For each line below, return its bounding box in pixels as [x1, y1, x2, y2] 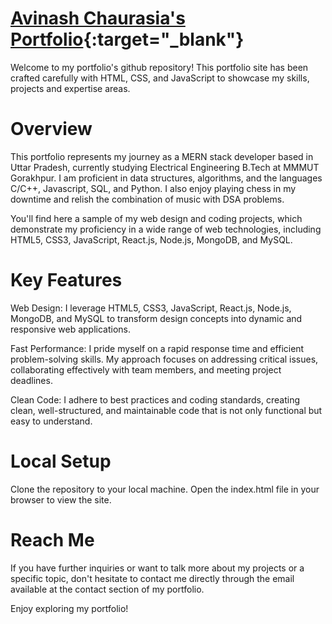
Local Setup [10, 450, 112, 472]
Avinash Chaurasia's [10, 7, 186, 30]
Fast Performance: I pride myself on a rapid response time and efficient [10, 342, 305, 354]
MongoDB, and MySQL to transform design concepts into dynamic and [10, 312, 303, 324]
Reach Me [10, 528, 95, 551]
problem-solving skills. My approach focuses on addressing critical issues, [10, 353, 319, 365]
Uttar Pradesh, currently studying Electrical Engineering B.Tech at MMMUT [10, 161, 320, 173]
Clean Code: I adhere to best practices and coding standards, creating [10, 393, 300, 406]
